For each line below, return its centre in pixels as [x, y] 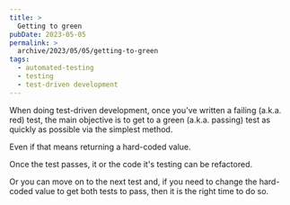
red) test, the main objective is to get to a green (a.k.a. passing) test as [140, 120]
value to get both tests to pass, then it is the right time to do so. [152, 191]
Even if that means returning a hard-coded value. [100, 147]
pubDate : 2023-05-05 [48, 34]
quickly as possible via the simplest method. [91, 129]
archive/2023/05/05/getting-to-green [88, 51]
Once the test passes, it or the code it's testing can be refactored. [131, 164]
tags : [19, 59]
